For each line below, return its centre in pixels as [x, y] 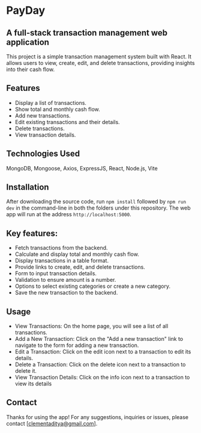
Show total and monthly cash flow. [57, 109]
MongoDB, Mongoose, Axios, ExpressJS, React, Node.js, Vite [82, 168]
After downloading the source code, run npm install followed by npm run [96, 202]
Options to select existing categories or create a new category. [93, 286]
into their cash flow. [31, 69]
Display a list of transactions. [51, 102]
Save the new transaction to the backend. [66, 293]
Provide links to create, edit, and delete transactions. [80, 267]
